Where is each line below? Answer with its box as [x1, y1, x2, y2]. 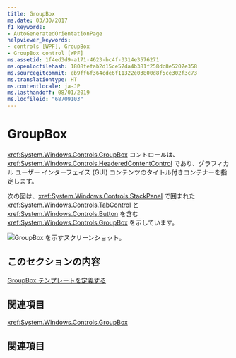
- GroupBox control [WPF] [7, 50, 83, 57]
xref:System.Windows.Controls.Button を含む [7, 209, 139, 217]
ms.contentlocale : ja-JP [7, 83, 81, 90]
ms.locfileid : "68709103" [7, 96, 83, 103]
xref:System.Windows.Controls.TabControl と [7, 201, 139, 209]
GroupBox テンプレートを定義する [7, 276, 107, 285]
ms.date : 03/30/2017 [7, 17, 69, 24]
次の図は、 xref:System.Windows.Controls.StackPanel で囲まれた [7, 191, 196, 200]
